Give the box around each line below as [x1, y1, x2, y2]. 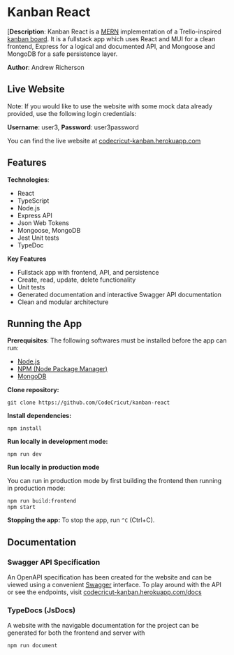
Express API [17, 211, 52, 219]
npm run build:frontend [7, 498, 77, 505]
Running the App [7, 317, 82, 329]
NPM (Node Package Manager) [17, 365, 108, 373]
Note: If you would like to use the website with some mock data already [7, 102, 213, 110]
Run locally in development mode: [7, 438, 108, 446]
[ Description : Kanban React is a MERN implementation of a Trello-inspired [7, 27, 221, 36]
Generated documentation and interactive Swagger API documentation [17, 290, 222, 298]
